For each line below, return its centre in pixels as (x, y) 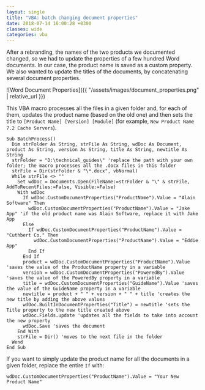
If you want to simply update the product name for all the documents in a (98, 359)
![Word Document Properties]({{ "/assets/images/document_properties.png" (103, 90)
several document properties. (43, 78)
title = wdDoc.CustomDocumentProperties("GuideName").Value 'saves (110, 284)
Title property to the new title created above (68, 310)
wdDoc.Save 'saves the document (64, 326)
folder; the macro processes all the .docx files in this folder (91, 166)
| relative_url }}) (26, 97)
